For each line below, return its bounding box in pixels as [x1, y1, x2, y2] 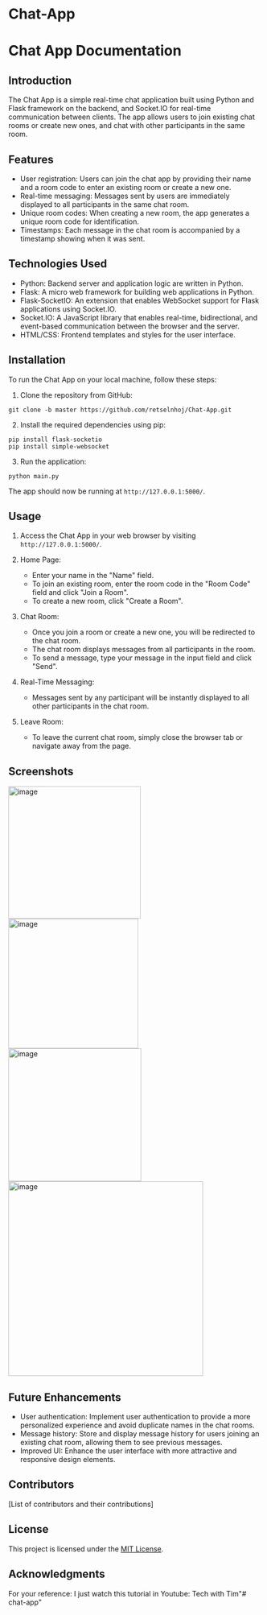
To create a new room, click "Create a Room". [31, 597, 183, 606]
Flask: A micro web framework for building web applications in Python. [19, 287, 255, 296]
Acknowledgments [8, 1567, 106, 1581]
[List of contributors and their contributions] [8, 1499, 154, 1509]
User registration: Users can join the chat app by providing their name [19, 174, 252, 184]
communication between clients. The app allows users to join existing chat [8, 112, 255, 122]
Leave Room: [19, 717, 64, 727]
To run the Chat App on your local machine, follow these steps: [8, 374, 217, 384]
